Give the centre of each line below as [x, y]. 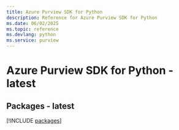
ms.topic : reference [33, 29]
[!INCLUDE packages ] [34, 121]
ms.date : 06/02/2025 [33, 23]
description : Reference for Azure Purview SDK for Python [82, 18]
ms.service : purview [33, 40]
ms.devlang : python [31, 35]
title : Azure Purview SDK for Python [55, 12]
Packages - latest [40, 106]
